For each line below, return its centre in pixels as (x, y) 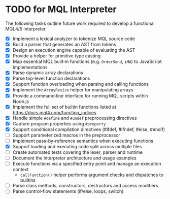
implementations (30, 68)
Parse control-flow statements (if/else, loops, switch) (68, 191)
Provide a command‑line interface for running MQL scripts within (80, 95)
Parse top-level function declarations (51, 78)
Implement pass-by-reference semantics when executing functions (83, 141)
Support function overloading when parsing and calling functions (80, 84)
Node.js (21, 101)
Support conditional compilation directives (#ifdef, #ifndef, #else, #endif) (89, 129)
